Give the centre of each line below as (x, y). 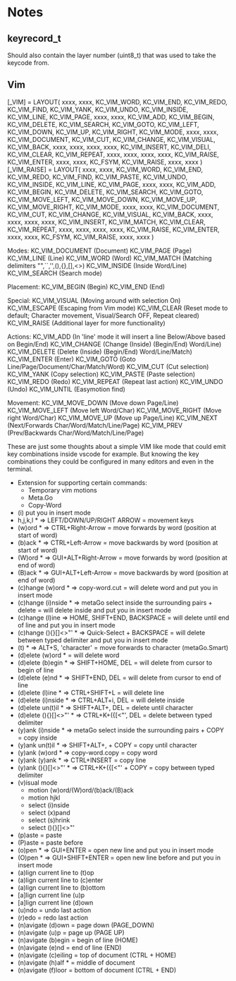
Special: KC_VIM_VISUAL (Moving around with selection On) (94, 300)
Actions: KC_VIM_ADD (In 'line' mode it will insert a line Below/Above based (116, 337)
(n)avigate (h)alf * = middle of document (76, 962)
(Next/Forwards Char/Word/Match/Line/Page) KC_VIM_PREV (95, 425)
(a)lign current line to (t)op (56, 872)
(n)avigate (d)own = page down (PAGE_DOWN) (86, 925)
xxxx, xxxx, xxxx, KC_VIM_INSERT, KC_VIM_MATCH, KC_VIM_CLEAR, (106, 222)
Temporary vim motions (62, 490)
